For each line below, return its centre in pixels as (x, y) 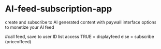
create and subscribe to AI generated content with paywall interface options (81, 22)
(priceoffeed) (18, 41)
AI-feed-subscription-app (59, 9)
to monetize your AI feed (29, 27)
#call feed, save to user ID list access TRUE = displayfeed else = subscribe (80, 37)
